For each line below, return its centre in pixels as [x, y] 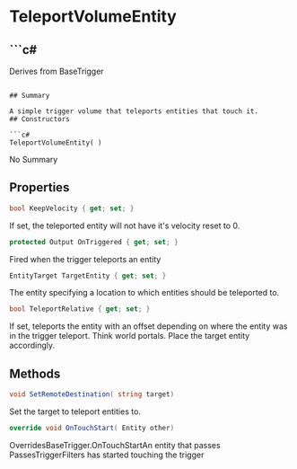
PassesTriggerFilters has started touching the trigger [107, 455]
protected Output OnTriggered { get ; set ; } [94, 242]
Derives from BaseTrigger [57, 71]
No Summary [34, 159]
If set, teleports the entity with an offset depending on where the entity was [148, 326]
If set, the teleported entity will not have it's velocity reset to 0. [125, 226]
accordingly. [32, 345]
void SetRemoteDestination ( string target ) [92, 394]
